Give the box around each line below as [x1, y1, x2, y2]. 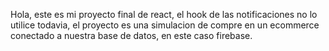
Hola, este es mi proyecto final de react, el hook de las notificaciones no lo [10, 9, 318, 20]
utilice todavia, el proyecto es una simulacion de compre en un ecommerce [10, 19, 320, 31]
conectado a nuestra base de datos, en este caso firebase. [10, 30, 253, 41]
